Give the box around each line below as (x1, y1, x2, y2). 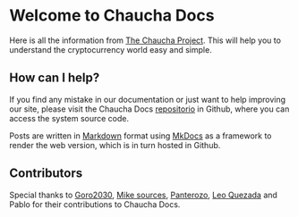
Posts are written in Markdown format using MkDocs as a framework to (9, 130, 272, 141)
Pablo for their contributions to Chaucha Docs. (9, 198, 181, 210)
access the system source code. (9, 113, 130, 123)
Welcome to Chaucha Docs (9, 5, 215, 26)
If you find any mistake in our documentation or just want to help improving (9, 94, 286, 104)
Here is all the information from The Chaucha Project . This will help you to (9, 35, 282, 46)
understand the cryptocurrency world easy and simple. (9, 44, 212, 54)
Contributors (9, 166, 83, 181)
